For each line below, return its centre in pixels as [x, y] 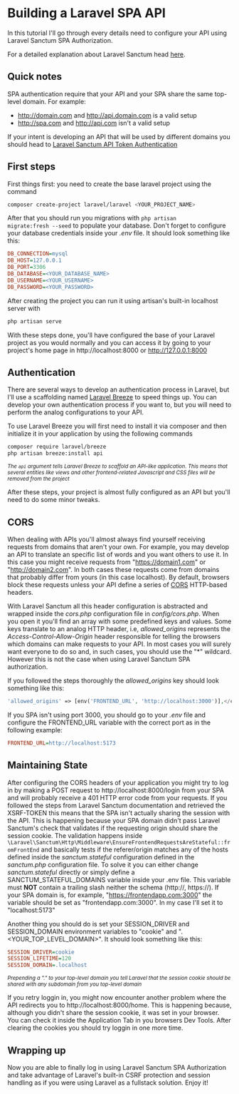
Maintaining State [48, 766]
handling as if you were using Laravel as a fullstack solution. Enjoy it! [108, 1083]
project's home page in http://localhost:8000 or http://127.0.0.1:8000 [107, 350]
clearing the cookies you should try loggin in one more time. [95, 1028]
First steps [31, 167]
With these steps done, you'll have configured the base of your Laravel [111, 335]
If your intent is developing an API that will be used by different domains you [119, 136]
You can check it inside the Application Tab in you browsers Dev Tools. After [119, 1021]
